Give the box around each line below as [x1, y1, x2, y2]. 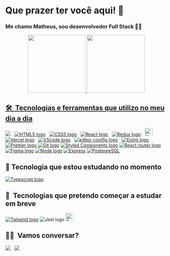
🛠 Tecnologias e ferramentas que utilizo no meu [5, 103, 165, 112]
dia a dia [5, 114, 33, 123]
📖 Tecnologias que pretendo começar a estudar [5, 191, 162, 200]
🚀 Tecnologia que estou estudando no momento [5, 162, 162, 171]
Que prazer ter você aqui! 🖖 [5, 5, 124, 16]
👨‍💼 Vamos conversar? [5, 231, 79, 240]
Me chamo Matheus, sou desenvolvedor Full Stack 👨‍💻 [5, 23, 142, 30]
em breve [5, 199, 36, 208]
